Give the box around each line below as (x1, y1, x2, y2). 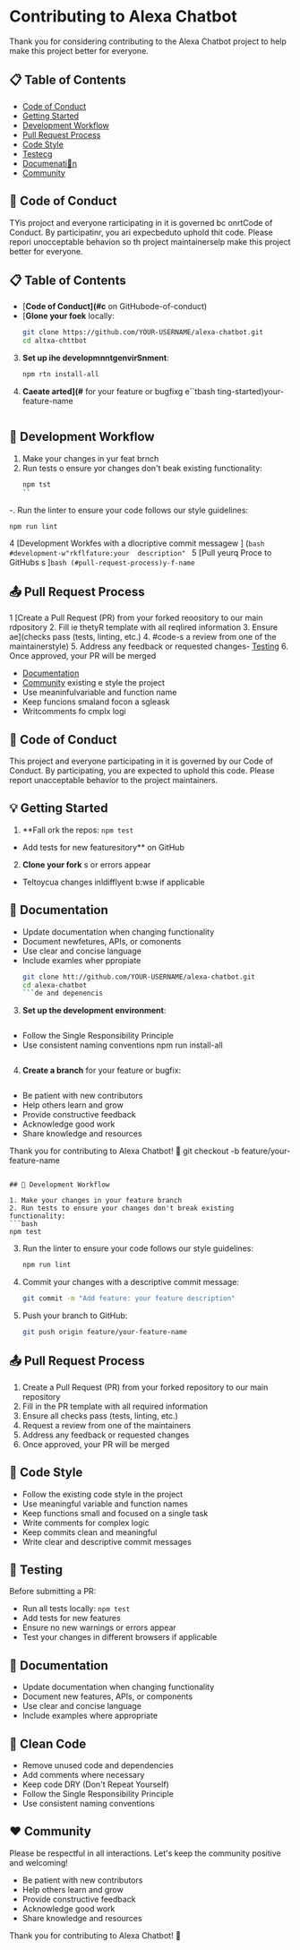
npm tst (21, 479, 51, 489)
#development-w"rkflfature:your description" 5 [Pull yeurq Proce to (9, 548, 272, 558)
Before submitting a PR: (9, 1586, 97, 1597)
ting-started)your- (217, 386, 285, 396)
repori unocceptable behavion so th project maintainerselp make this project (9, 236, 291, 247)
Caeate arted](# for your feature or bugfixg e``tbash (21, 386, 216, 396)
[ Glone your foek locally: (21, 311, 115, 322)
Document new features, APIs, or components (21, 1691, 193, 1702)
